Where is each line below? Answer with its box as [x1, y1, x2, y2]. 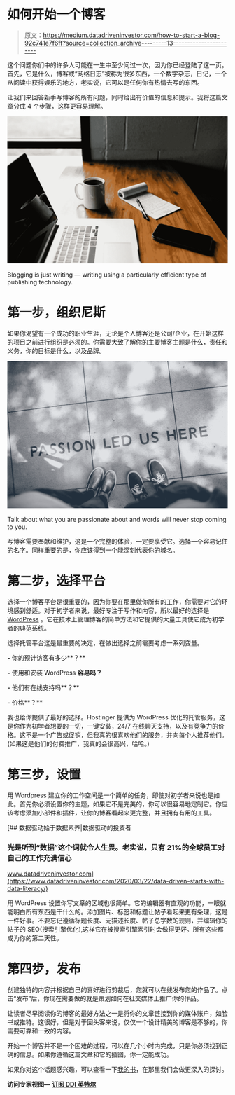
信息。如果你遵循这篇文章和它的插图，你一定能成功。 [19, 1050, 173, 1059]
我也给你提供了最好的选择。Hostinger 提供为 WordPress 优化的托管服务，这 [7, 712, 226, 722]
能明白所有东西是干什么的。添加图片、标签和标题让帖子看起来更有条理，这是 [7, 907, 228, 916]
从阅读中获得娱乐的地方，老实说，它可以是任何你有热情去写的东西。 [7, 78, 204, 86]
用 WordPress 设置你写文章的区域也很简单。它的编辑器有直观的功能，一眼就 [7, 898, 226, 907]
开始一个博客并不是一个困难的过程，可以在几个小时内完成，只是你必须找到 [7, 1041, 222, 1049]
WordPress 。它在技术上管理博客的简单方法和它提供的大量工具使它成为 [7, 614, 212, 624]
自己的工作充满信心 [7, 853, 72, 862]
